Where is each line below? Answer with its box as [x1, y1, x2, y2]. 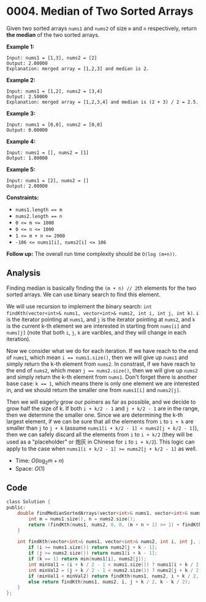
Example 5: [6, 166, 36, 173]
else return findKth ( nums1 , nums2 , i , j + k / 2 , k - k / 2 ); [28, 579, 191, 585]
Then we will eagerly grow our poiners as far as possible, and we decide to [6, 398, 196, 406]
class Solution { [6, 499, 51, 505]
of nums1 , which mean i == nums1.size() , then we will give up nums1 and [6, 353, 188, 361]
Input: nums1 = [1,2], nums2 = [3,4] [6, 88, 103, 95]
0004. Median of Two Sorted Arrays [6, 4, 194, 18]
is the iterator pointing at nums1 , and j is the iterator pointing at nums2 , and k [6, 315, 196, 323]
